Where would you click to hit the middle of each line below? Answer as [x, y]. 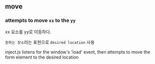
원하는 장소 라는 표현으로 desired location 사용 [50, 42]
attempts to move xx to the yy [40, 21]
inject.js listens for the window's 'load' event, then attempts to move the [78, 52]
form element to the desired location [42, 57]
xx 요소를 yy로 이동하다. [28, 32]
